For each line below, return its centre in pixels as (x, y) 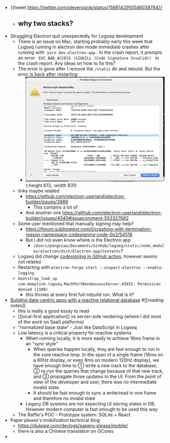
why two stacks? (45, 23)
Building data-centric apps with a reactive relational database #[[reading (87, 300)
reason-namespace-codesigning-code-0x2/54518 (79, 235)
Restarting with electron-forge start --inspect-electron (79, 267)
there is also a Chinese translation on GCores (66, 431)
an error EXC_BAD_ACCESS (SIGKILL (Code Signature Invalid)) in (88, 58)
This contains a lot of (55, 207)
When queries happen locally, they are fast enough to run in (97, 349)
